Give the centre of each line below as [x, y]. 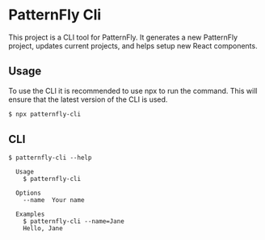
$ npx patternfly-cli [45, 114]
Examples [30, 215]
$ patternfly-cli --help [50, 158]
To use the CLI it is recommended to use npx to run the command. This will [133, 91]
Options [29, 193]
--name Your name [54, 200]
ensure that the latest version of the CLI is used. [88, 99]
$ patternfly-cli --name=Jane [74, 221]
